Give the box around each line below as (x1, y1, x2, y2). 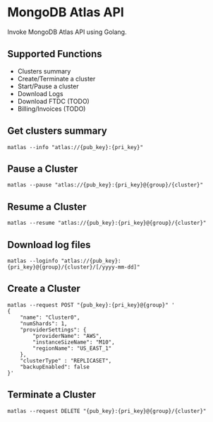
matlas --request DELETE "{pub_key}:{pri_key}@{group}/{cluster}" (7, 407, 207, 414)
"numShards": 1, (20, 320, 68, 327)
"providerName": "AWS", (32, 332, 102, 339)
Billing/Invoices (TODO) (17, 104, 86, 113)
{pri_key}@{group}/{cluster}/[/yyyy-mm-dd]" (7, 264, 140, 271)
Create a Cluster (7, 283, 81, 295)
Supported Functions (7, 48, 102, 60)
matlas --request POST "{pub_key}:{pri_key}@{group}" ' (7, 301, 175, 308)
